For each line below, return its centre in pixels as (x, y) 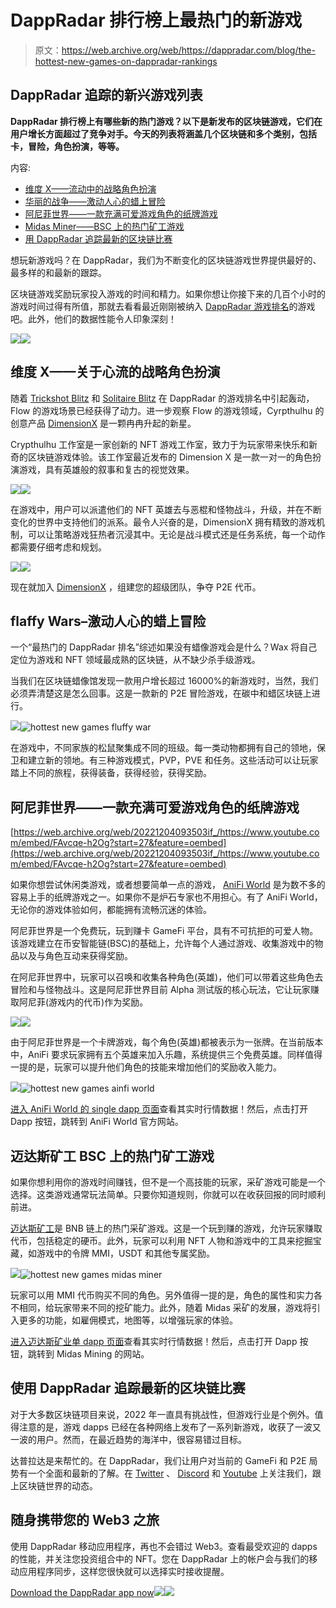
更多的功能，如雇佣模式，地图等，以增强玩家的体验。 (128, 1320)
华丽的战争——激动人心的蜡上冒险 (95, 201)
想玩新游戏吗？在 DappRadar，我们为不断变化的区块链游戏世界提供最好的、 (166, 260)
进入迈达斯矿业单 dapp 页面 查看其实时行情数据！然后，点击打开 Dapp (154, 1341)
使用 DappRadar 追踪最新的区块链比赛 (128, 1388)
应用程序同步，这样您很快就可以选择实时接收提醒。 (124, 1571)
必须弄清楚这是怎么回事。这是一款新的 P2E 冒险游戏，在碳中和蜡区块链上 (161, 693)
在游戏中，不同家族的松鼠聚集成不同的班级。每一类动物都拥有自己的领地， (163, 748)
